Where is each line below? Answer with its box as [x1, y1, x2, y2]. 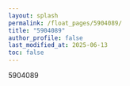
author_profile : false [8, 33, 83, 42]
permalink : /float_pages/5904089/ [8, 19, 123, 27]
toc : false [8, 49, 44, 57]
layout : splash [8, 11, 59, 20]
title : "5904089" [8, 26, 66, 34]
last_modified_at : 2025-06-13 [8, 41, 109, 49]
